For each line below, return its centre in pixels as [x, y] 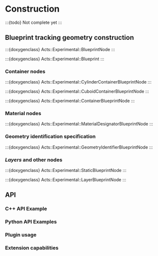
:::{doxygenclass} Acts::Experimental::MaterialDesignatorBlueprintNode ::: [79, 124]
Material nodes [23, 113]
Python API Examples [31, 222]
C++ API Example [26, 209]
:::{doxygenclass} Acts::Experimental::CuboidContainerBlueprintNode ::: [77, 91]
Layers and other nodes [34, 160]
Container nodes [25, 71]
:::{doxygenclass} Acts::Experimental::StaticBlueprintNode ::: [66, 170]
